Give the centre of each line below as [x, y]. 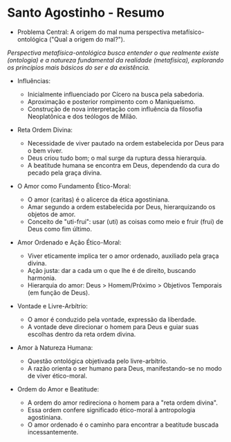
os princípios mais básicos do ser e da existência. [78, 67]
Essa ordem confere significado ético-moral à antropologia [111, 409]
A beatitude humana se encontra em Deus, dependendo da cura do [123, 165]
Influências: [34, 80]
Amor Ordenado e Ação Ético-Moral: [69, 242]
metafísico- [188, 32]
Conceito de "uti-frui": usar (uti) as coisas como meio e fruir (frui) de [125, 221]
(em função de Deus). [58, 292]
